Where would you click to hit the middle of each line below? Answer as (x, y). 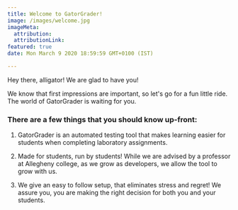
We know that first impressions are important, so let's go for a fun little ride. (118, 94)
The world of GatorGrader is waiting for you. (72, 101)
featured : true (30, 47)
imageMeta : (23, 27)
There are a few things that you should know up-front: (102, 119)
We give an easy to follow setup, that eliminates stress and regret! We (119, 185)
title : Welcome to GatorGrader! (55, 14)
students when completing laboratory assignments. (92, 143)
